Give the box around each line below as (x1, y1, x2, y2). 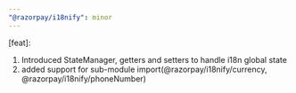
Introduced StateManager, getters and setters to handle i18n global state (21, 54, 287, 65)
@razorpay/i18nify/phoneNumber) (21, 73, 146, 84)
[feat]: (8, 37, 31, 48)
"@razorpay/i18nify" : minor (8, 12, 113, 22)
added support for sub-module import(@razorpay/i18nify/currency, (21, 64, 268, 74)
